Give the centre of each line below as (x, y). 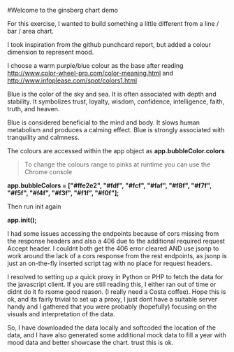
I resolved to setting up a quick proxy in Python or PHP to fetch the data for (115, 277)
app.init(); (22, 220)
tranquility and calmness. (44, 137)
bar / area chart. (30, 31)
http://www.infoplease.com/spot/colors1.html (72, 80)
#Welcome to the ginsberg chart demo (63, 10)
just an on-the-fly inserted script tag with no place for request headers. (110, 263)
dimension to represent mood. (51, 52)
